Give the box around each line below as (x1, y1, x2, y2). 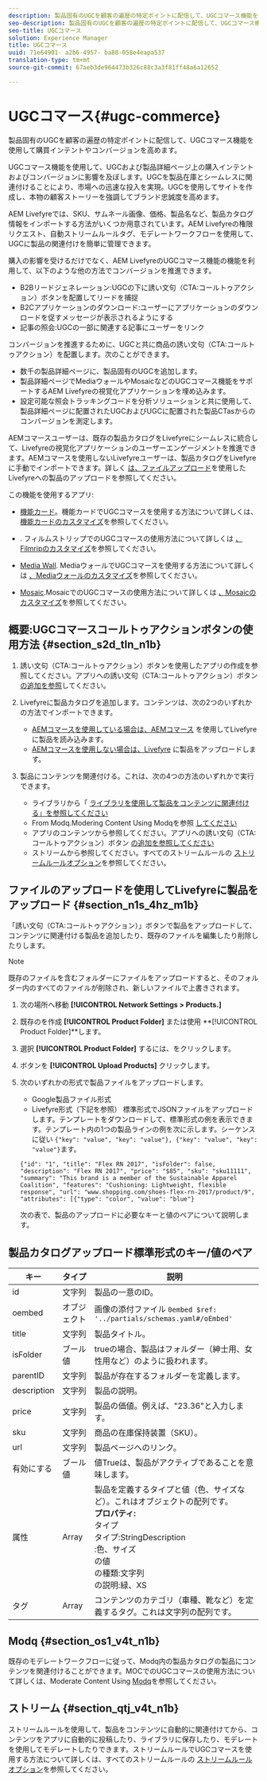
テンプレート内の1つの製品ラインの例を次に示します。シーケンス (44, 1124, 256, 1134)
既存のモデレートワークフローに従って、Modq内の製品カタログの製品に (8, 1656, 242, 1665)
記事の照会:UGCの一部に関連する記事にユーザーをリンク (19, 322, 205, 331)
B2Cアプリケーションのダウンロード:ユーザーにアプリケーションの (19, 302, 238, 312)
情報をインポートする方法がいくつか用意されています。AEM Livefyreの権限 (8, 218, 253, 228)
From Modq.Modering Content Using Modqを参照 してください (31, 818, 238, 827)
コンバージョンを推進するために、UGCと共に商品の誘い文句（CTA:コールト (8, 339, 256, 349)
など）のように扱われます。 (110, 1355, 213, 1367)
